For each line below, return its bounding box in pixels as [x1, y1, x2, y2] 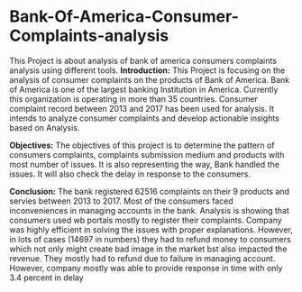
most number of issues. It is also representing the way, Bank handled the [9, 159, 279, 169]
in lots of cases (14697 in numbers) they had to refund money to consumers [9, 233, 291, 244]
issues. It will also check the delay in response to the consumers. [9, 169, 251, 179]
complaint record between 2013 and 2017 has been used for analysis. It [9, 103, 275, 114]
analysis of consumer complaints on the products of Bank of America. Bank [9, 74, 290, 85]
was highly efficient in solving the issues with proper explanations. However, [9, 224, 293, 235]
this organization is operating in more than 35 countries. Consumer [9, 93, 259, 105]
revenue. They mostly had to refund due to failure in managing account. [9, 252, 276, 263]
